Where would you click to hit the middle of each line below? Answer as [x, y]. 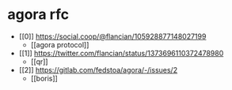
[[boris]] [44, 78]
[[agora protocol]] [60, 44]
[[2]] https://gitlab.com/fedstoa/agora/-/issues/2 [98, 69]
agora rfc [38, 15]
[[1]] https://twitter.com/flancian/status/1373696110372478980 [121, 53]
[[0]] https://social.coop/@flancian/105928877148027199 [112, 36]
